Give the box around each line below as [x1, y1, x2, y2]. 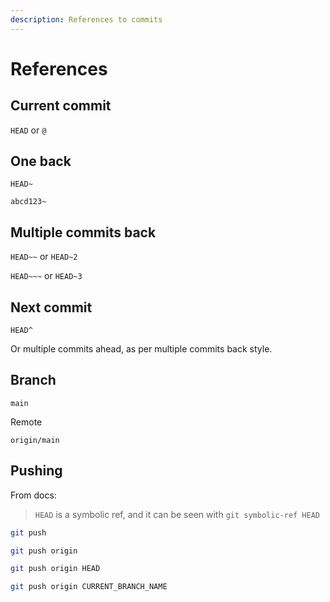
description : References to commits [10, 14, 163, 25]
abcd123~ [10, 197, 47, 207]
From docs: [10, 489, 57, 501]
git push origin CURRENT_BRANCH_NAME [10, 582, 168, 592]
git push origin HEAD [10, 564, 101, 574]
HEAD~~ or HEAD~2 [10, 251, 78, 263]
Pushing [10, 462, 63, 480]
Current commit [10, 97, 112, 115]
